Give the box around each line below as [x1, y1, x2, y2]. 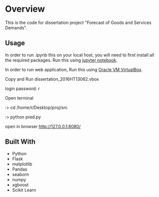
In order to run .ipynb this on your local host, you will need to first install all [5, 52, 154, 58]
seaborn [12, 171, 29, 177]
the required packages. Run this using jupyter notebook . [5, 57, 118, 63]
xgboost [12, 182, 29, 188]
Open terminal [5, 95, 34, 101]
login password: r [5, 86, 40, 91]
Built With [5, 138, 35, 146]
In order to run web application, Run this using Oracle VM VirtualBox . [5, 66, 143, 72]
